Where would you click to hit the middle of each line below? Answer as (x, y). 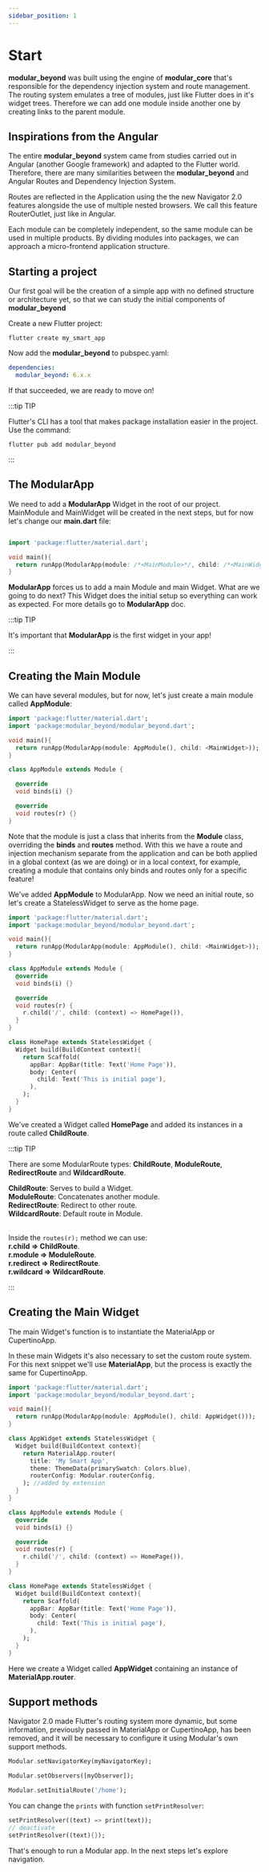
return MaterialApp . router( (69, 1453)
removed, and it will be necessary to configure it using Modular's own (123, 1738)
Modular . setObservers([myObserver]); (71, 1776)
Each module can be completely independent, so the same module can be (131, 230)
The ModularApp (51, 485)
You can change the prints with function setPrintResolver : (106, 1806)
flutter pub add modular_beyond (62, 444)
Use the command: (40, 430)
